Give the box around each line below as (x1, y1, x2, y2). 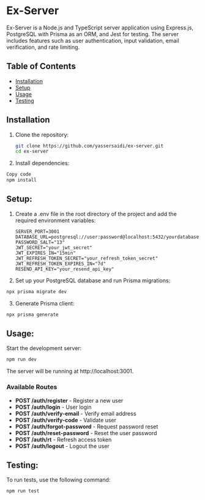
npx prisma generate (6, 312, 59, 318)
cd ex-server (15, 148, 49, 155)
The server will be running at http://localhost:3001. (6, 368, 134, 375)
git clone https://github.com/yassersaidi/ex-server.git (15, 143, 164, 149)
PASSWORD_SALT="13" (15, 239, 65, 245)
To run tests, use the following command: (6, 476, 111, 483)
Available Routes (6, 383, 58, 392)
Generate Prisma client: (15, 299, 75, 307)
